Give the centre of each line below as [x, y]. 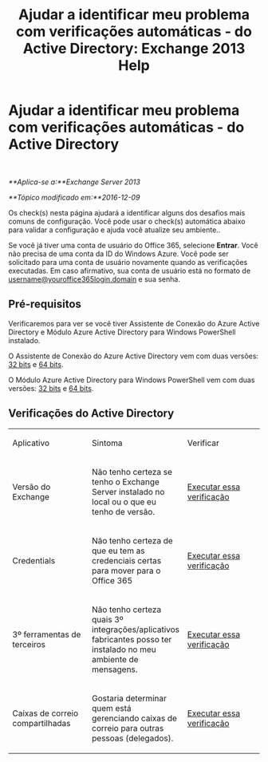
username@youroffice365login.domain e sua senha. [95, 279]
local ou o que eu [124, 502]
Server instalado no [128, 492]
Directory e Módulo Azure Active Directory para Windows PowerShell [122, 332]
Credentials [34, 560]
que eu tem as [118, 551]
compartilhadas [41, 723]
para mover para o [126, 571]
